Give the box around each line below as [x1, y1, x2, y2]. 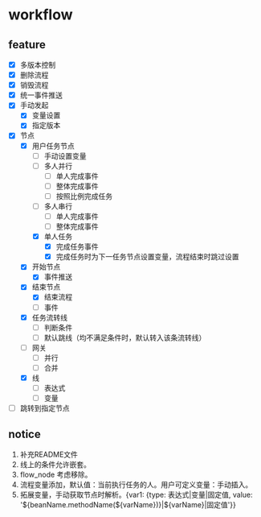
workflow [8, 6, 73, 24]
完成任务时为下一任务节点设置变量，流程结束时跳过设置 [55, 252, 239, 262]
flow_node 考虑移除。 [19, 469, 92, 479]
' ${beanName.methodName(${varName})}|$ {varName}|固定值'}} [19, 500, 237, 509]
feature [8, 38, 47, 52]
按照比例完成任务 [55, 191, 113, 201]
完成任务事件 [55, 242, 99, 251]
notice [8, 427, 42, 440]
